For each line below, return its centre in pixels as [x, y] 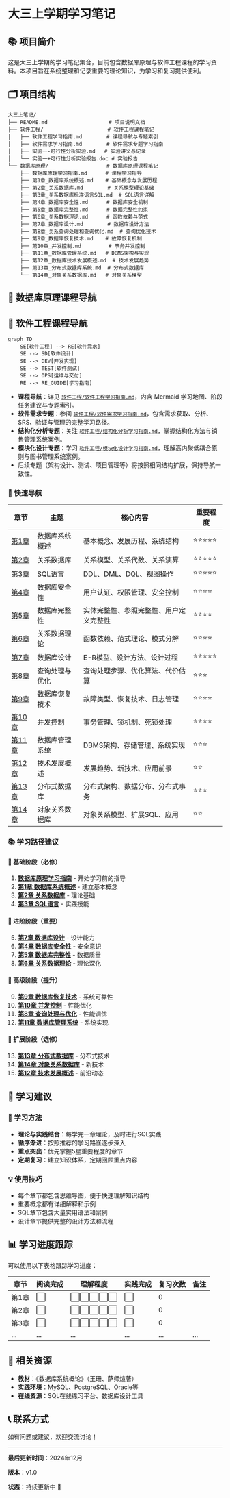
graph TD [20, 340]
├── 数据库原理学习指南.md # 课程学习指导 [81, 173]
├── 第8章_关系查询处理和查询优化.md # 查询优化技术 [88, 231]
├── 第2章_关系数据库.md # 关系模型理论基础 [87, 188]
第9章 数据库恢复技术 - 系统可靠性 [65, 997]
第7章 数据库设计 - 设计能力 [56, 937]
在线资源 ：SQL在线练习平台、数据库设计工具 [81, 1395]
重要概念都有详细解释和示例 [57, 1204]
